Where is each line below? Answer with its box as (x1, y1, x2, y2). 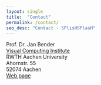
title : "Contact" (6, 14, 51, 20)
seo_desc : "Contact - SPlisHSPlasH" (6, 25, 96, 31)
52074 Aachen (6, 66, 42, 73)
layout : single (6, 8, 43, 15)
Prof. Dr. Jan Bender (6, 41, 55, 48)
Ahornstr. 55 (6, 60, 36, 67)
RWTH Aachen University (6, 53, 68, 60)
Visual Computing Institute (6, 47, 70, 55)
